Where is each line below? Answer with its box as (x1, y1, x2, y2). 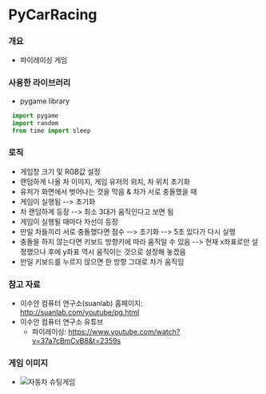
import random (11, 119, 59, 127)
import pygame (11, 111, 59, 119)
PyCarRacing (8, 6, 97, 24)
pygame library (19, 96, 70, 106)
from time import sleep (11, 127, 91, 135)
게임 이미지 (8, 357, 49, 368)
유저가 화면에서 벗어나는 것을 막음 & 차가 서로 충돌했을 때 (19, 187, 197, 196)
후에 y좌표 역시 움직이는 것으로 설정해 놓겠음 (47, 247, 186, 256)
